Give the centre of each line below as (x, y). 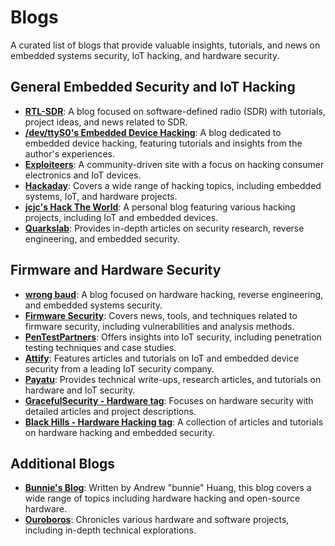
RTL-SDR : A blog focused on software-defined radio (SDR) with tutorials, (175, 111)
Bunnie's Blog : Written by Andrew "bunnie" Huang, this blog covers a (168, 488)
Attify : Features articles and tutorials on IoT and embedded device (162, 358)
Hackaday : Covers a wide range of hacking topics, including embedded (173, 185)
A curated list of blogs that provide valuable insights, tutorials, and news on (165, 45)
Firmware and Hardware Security (116, 270)
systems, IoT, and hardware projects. (101, 196)
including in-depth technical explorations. (110, 530)
